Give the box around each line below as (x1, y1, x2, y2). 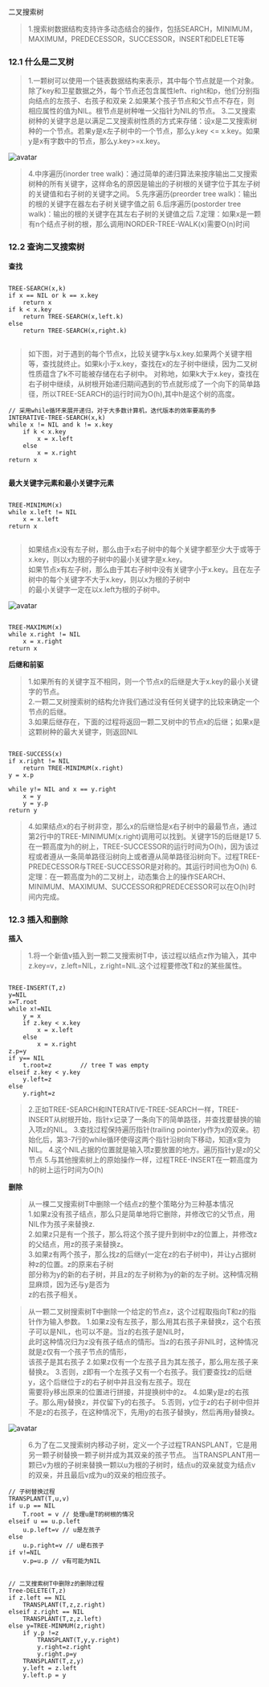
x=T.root (8, 998, 38, 1006)
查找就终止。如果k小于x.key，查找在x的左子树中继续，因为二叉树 (42, 359, 258, 368)
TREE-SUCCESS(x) (8, 750, 63, 758)
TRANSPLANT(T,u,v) (8, 1495, 70, 1503)
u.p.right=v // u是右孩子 (22, 1541, 104, 1549)
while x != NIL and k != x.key (8, 421, 113, 429)
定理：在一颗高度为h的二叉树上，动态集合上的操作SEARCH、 (27, 871, 230, 881)
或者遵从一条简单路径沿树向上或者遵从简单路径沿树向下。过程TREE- (35, 851, 261, 861)
